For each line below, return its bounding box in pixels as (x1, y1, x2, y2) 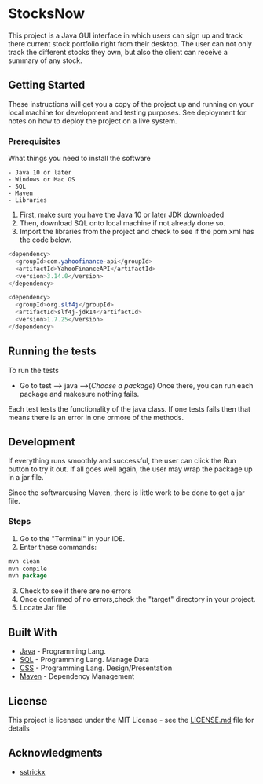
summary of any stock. (8, 56, 82, 65)
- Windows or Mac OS (8, 176, 76, 184)
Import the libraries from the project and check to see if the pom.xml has (19, 227, 254, 236)
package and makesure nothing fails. (19, 389, 140, 398)
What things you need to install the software (8, 154, 152, 163)
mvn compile (8, 565, 47, 573)
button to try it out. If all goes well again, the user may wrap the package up (8, 464, 253, 474)
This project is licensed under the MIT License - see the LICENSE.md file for (8, 715, 254, 724)
